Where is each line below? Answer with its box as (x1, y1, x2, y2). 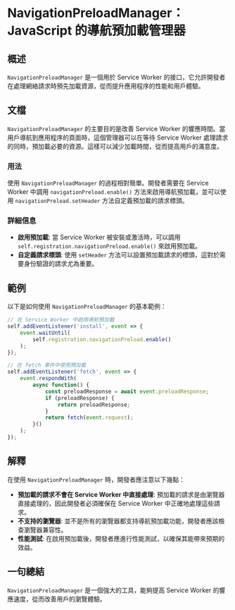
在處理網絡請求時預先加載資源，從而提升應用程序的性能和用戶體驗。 (7, 82, 205, 90)
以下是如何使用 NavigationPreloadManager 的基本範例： (7, 303, 167, 311)
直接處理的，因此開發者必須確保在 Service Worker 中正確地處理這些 (17, 499, 215, 507)
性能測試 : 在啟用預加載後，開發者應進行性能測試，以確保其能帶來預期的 (17, 534, 225, 542)
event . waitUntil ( (20, 329, 71, 336)
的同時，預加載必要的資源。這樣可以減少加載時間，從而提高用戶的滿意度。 (7, 142, 223, 150)
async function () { (32, 382, 90, 389)
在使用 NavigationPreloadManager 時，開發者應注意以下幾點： (7, 475, 185, 484)
